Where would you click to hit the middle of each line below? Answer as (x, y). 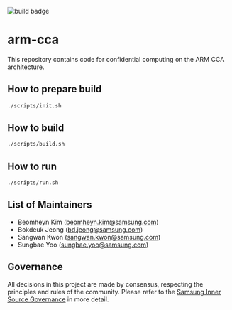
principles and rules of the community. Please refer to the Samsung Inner (114, 292)
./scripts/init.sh (34, 106)
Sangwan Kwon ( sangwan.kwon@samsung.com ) (89, 237)
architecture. (26, 67)
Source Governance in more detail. (58, 299)
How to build (36, 128)
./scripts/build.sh (36, 144)
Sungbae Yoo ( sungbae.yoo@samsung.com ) (83, 245)
